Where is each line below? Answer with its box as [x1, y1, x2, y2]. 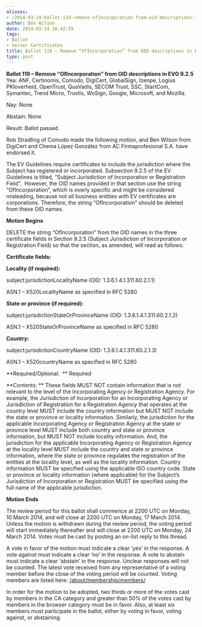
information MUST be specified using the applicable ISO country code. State [6, 464, 196, 472]
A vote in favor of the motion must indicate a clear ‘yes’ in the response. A [6, 544, 189, 552]
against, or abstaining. [6, 614, 61, 621]
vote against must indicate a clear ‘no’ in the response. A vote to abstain [6, 551, 185, 558]
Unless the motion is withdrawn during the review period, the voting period [6, 520, 192, 527]
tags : [6, 31, 20, 37]
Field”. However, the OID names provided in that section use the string [6, 179, 182, 187]
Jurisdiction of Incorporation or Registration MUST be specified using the [6, 477, 188, 485]
